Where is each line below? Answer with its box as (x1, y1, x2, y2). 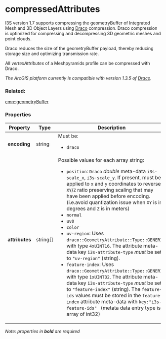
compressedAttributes (5, 3, 100, 15)
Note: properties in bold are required (5, 328, 80, 334)
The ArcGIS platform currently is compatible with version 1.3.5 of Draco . (5, 75, 152, 81)
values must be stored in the (75, 292, 141, 299)
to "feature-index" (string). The (66, 285, 141, 292)
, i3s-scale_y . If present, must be (83, 174, 162, 181)
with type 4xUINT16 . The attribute (66, 242, 142, 249)
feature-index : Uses (66, 261, 114, 268)
